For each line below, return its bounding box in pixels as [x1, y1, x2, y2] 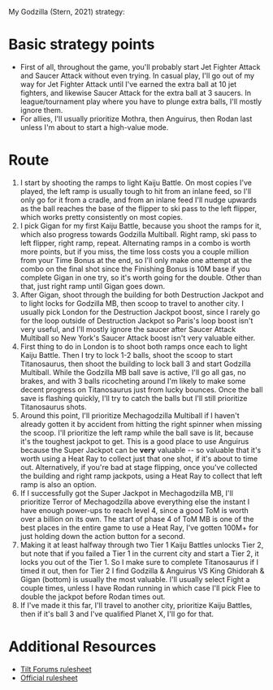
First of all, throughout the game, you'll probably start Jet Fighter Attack [19, 62, 261, 71]
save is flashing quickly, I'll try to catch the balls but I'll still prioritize [19, 393, 248, 403]
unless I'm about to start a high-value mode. [19, 122, 169, 132]
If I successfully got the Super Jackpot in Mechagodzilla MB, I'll [19, 488, 234, 498]
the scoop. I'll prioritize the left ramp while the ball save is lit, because [19, 428, 254, 438]
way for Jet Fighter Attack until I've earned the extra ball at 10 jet [19, 79, 237, 88]
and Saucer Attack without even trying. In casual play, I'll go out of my [19, 71, 254, 80]
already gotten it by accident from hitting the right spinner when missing [19, 419, 262, 429]
